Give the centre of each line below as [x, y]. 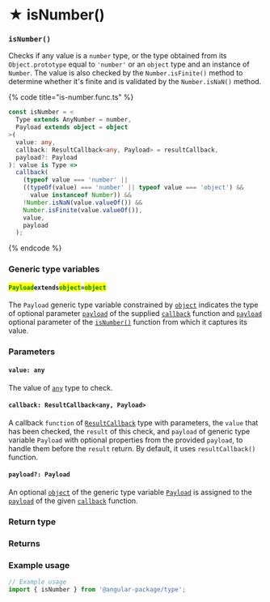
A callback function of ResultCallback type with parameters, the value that [133, 422]
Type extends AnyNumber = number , [74, 120]
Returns [24, 543]
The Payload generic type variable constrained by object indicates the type [133, 305]
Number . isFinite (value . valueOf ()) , [83, 210]
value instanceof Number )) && [80, 195]
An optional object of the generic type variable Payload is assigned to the [130, 493]
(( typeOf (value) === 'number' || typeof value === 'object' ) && [133, 188]
